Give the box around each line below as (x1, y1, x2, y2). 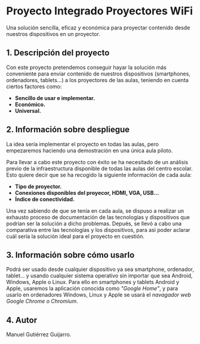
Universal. (14, 107, 42, 114)
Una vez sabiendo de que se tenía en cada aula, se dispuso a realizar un (6, 207, 184, 214)
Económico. (14, 101, 46, 108)
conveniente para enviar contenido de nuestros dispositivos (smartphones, (6, 70, 191, 77)
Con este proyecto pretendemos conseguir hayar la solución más (6, 64, 167, 71)
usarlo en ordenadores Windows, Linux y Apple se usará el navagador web (6, 291, 192, 298)
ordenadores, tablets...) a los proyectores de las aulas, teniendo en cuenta (6, 76, 189, 83)
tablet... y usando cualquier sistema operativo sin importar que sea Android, (6, 272, 193, 279)
